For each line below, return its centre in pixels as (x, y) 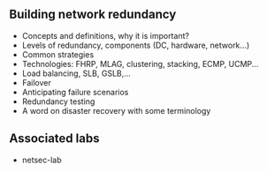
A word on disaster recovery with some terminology (116, 110)
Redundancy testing (58, 101)
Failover (36, 82)
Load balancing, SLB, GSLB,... (76, 73)
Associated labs (54, 139)
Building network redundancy (93, 15)
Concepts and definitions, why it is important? (106, 35)
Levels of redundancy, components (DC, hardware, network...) (136, 45)
